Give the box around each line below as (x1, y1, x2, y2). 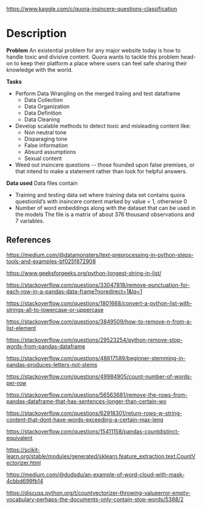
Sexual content (24, 154, 62, 162)
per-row (6, 379, 27, 386)
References (6, 235, 51, 245)
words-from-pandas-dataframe (6, 342, 86, 350)
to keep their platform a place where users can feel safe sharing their (14, 59, 187, 67)
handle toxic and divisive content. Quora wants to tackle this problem (6, 53, 179, 60)
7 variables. (15, 217, 44, 225)
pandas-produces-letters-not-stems (6, 361, 97, 368)
